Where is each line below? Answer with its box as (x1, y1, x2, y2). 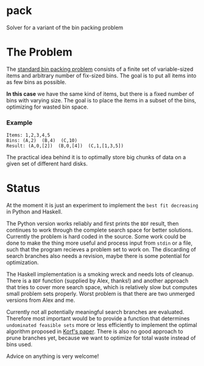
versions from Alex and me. (6, 296, 76, 304)
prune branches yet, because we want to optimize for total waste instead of (6, 334, 196, 342)
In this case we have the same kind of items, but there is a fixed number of (6, 90, 194, 98)
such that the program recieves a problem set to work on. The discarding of (6, 246, 197, 253)
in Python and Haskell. (6, 208, 63, 215)
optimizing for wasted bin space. (6, 103, 89, 110)
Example (6, 118, 33, 127)
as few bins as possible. (6, 78, 67, 85)
